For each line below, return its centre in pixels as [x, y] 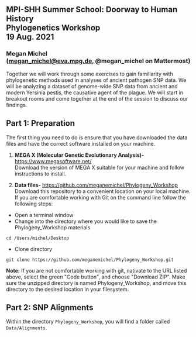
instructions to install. [40, 173]
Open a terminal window [44, 215]
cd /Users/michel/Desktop [37, 238]
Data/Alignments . [27, 328]
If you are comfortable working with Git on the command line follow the [100, 197]
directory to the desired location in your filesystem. [68, 289]
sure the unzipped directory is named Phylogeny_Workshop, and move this [96, 283]
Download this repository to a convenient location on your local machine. [102, 191]
